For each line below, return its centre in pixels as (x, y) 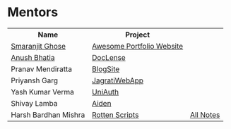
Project (137, 35)
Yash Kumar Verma (42, 92)
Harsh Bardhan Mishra (48, 115)
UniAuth (105, 92)
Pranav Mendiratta (42, 69)
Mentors (33, 12)
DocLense (108, 57)
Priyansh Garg (35, 80)
